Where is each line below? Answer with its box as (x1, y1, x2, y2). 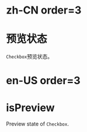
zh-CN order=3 (6, 4, 82, 17)
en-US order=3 (6, 74, 81, 87)
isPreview (6, 101, 55, 114)
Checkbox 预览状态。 (6, 53, 53, 60)
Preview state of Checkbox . (6, 120, 69, 127)
